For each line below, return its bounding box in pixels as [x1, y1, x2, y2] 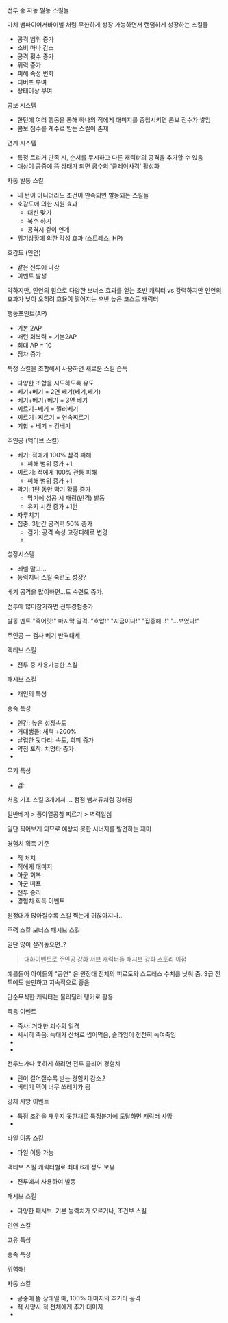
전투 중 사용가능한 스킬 [16, 660, 78, 669]
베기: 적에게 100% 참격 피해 [16, 451, 92, 459]
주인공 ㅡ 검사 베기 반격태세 [7, 632, 81, 639]
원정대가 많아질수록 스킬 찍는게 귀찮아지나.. [7, 911, 123, 919]
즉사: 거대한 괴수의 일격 [16, 1022, 80, 1030]
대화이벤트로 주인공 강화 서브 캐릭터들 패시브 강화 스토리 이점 [23, 955, 187, 963]
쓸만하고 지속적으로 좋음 [25, 978, 90, 986]
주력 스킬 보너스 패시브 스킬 [7, 926, 81, 934]
